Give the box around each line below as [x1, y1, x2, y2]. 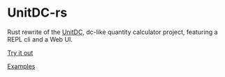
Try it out [7, 49, 34, 57]
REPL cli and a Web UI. [7, 35, 73, 43]
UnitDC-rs [7, 5, 68, 21]
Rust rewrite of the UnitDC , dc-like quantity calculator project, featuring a [7, 28, 218, 36]
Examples [7, 62, 36, 70]
